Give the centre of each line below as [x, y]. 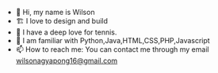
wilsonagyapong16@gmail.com [67, 60]
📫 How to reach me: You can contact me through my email [112, 49]
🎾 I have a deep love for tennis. [66, 32]
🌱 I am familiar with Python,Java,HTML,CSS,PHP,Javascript [113, 40]
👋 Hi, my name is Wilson [55, 12]
